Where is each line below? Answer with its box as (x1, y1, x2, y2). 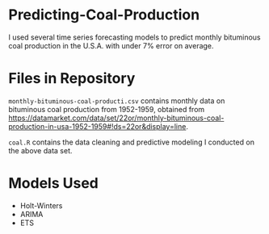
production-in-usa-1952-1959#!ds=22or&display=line (8, 121, 187, 131)
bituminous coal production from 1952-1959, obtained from (8, 104, 205, 114)
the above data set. (8, 145, 73, 155)
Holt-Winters (19, 200, 63, 211)
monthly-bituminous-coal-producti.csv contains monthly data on (8, 95, 225, 106)
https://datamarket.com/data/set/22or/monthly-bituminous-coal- (8, 113, 225, 123)
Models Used (8, 174, 99, 193)
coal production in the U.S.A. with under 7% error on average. (8, 40, 214, 50)
